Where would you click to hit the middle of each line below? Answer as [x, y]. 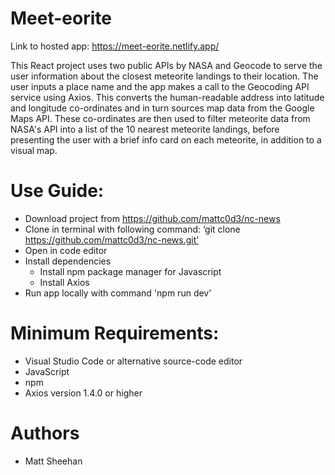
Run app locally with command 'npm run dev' [118, 293]
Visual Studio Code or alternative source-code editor [133, 361]
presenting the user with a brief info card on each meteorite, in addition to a [166, 139]
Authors [45, 433]
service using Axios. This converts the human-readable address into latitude [167, 97]
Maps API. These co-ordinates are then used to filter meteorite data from [160, 118]
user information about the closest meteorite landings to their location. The [164, 76]
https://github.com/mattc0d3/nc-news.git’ [111, 239]
